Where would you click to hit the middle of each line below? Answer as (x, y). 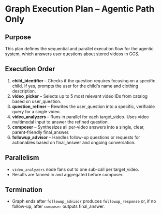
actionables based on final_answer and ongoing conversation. (74, 142)
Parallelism (22, 158)
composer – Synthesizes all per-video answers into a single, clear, (78, 127)
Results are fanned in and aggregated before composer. (68, 174)
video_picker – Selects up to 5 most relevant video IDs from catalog (80, 96)
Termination (24, 190)
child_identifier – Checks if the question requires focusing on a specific (84, 80)
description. (24, 91)
